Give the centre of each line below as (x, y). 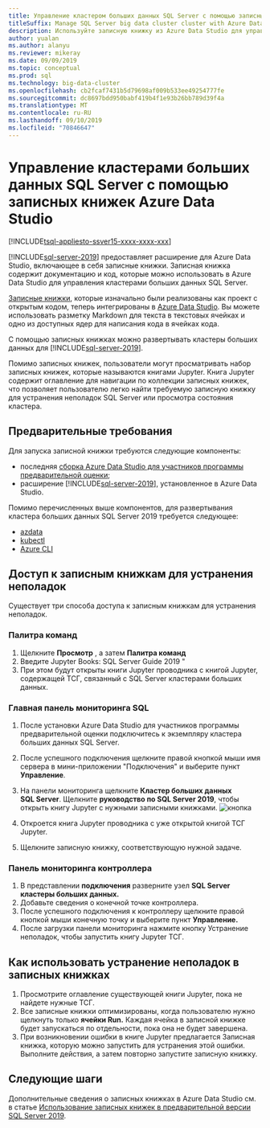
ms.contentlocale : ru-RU (50, 113)
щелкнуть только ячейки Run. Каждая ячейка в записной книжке (133, 1020)
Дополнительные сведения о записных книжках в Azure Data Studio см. (133, 1098)
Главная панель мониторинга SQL (79, 708)
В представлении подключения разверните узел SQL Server (125, 886)
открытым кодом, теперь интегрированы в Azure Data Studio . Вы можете (134, 306)
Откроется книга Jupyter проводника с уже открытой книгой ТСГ (133, 823)
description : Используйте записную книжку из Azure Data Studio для (125, 31)
